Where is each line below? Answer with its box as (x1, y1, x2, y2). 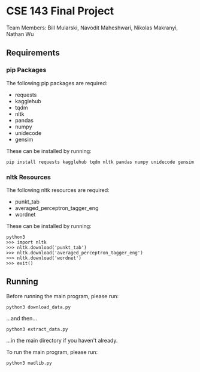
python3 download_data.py (6, 304, 71, 310)
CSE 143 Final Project (6, 4, 114, 18)
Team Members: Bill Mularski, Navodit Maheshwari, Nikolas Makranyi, (6, 24, 178, 31)
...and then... (6, 314, 38, 322)
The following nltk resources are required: (6, 186, 110, 193)
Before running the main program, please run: (6, 292, 119, 299)
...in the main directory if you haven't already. (6, 337, 118, 344)
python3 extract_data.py (6, 326, 68, 332)
